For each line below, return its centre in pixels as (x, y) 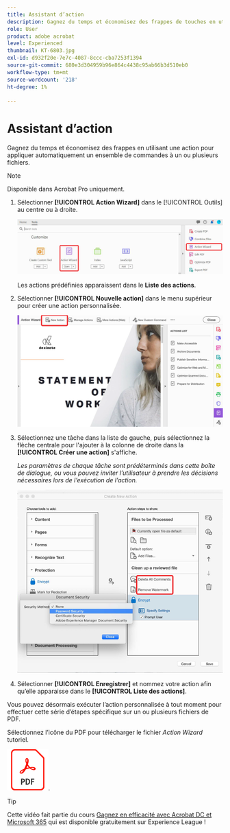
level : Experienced (35, 44)
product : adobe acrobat (41, 36)
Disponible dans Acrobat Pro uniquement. (66, 189)
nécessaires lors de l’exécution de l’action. (77, 480)
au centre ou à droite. (47, 210)
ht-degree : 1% (27, 87)
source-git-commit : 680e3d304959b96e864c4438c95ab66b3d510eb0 (98, 65)
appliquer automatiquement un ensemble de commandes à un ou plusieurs (113, 155)
